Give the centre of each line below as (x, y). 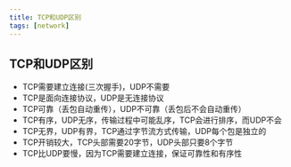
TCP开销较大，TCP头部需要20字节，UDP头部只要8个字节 (128, 142)
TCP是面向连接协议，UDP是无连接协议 (93, 98)
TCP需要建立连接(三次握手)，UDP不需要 (96, 87)
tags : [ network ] (39, 26)
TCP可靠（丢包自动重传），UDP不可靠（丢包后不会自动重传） (134, 109)
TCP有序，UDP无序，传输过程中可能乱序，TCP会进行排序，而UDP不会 (152, 120)
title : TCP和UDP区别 (46, 17)
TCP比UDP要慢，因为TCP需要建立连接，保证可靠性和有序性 (132, 154)
